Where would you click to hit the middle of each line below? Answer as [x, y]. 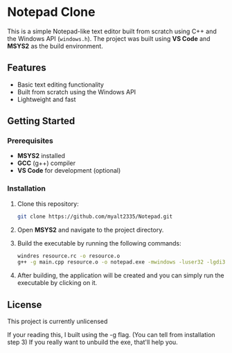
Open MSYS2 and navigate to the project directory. [90, 230]
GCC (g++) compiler [46, 163]
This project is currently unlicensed [57, 321]
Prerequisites [30, 141]
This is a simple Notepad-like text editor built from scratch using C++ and [112, 31]
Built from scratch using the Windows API [77, 92]
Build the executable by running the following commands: [99, 243]
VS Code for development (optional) [69, 171]
